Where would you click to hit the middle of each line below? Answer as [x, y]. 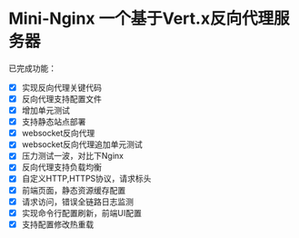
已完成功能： [32, 68]
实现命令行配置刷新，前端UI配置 [81, 213]
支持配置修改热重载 [58, 224]
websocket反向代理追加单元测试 [82, 144]
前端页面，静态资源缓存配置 [74, 190]
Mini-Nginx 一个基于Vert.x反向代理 [141, 19]
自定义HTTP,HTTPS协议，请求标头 [86, 179]
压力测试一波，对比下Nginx [73, 156]
